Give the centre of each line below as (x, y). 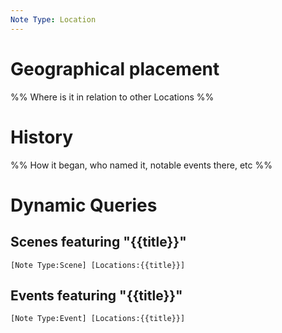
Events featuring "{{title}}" (96, 295)
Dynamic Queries (84, 205)
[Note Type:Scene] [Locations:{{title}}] (98, 265)
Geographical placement (115, 68)
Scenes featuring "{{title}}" (98, 242)
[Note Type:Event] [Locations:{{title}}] (98, 319)
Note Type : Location (53, 19)
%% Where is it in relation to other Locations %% (112, 97)
